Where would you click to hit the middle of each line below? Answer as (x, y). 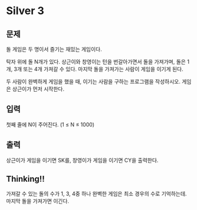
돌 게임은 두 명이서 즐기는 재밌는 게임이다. (54, 49)
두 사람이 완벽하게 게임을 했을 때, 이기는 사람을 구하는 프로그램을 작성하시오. (93, 81)
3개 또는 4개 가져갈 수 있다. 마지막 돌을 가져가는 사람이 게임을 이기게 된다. (99, 69)
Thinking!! (26, 179)
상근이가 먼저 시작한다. (38, 89)
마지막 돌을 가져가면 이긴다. (38, 201)
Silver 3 (25, 11)
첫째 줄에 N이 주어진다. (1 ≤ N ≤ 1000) (50, 124)
